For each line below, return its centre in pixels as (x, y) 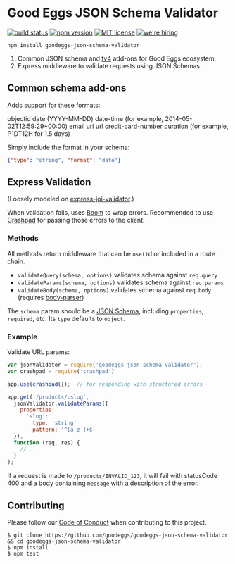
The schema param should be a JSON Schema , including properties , (106, 311)
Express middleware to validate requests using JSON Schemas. (109, 65)
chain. (16, 261)
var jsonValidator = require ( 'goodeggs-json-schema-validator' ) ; (105, 365)
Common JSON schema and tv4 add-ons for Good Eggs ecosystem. (117, 58)
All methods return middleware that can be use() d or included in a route (112, 253)
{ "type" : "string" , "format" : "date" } (64, 160)
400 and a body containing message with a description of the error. (103, 483)
